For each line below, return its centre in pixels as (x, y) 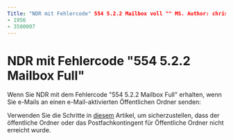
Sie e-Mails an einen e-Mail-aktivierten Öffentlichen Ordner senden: (104, 102)
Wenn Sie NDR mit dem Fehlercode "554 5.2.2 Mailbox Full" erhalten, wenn (114, 95)
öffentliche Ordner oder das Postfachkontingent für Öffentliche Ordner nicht (115, 123)
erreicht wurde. (29, 130)
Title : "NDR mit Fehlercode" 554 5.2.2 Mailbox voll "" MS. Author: (108, 14)
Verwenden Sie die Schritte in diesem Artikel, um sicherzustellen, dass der (113, 116)
